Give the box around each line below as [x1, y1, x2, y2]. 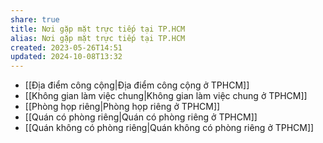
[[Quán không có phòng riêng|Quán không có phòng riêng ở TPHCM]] [24, 122, 315, 134]
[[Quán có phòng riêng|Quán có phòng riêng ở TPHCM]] [24, 111, 258, 123]
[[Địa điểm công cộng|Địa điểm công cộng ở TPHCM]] [24, 79, 250, 91]
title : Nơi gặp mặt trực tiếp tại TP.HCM [10, 24, 186, 34]
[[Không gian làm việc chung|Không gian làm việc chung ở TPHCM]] [24, 90, 308, 102]
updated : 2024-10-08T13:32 [10, 52, 123, 62]
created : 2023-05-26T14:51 [10, 42, 123, 53]
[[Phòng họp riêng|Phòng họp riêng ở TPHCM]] [24, 101, 221, 113]
